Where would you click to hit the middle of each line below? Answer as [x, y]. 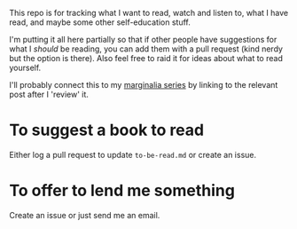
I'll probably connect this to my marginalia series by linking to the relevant [144, 85]
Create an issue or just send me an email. [85, 215]
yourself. [25, 67]
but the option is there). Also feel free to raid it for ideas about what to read [146, 58]
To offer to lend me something [122, 191]
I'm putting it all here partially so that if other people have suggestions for [143, 39]
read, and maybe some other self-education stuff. [100, 22]
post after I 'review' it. [49, 94]
